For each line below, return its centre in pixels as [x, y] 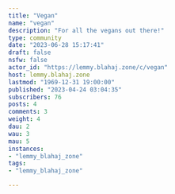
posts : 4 [23, 104]
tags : [17, 164]
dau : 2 [19, 126]
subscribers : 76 [35, 97]
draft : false [30, 52]
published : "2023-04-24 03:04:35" [65, 89]
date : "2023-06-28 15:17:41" [56, 45]
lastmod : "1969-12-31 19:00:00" [61, 82]
